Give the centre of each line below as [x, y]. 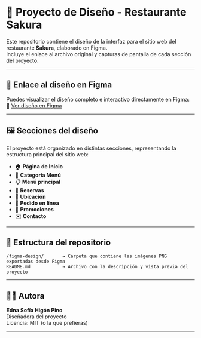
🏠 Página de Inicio [39, 166]
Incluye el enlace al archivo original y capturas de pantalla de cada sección [99, 54]
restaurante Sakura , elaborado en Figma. [57, 48]
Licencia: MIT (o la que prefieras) [47, 323]
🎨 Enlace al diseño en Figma [59, 85]
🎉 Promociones [34, 209]
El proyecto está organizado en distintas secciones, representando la [91, 148]
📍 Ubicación [30, 196]
